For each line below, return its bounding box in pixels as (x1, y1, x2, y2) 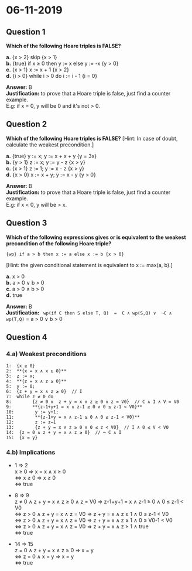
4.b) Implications (6, 449, 56, 457)
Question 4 (6, 332, 48, 343)
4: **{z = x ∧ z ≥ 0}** (6, 378, 67, 384)
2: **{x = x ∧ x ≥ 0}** (6, 368, 67, 374)
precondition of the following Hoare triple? (6, 240, 112, 247)
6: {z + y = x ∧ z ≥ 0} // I (6, 389, 83, 395)
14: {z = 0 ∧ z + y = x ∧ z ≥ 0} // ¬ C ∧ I (6, 430, 122, 436)
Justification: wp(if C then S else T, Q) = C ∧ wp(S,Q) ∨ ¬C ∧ (6, 309, 172, 316)
